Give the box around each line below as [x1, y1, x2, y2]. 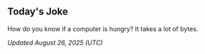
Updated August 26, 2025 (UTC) [7, 38, 103, 47]
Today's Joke [7, 6, 69, 18]
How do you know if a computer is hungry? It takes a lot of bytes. [7, 24, 199, 33]
